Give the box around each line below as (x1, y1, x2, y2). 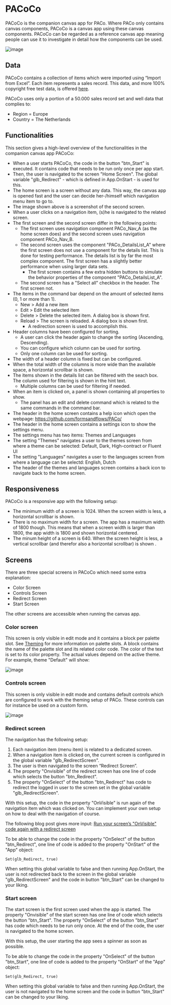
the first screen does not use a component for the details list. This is (20, 247, 164, 253)
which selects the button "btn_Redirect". (12, 774, 98, 780)
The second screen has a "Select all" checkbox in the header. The (20, 279, 160, 286)
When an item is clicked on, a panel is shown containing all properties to (12, 388, 165, 395)
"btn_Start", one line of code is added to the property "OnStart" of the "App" (5, 959, 166, 965)
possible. (5, 944, 25, 950)
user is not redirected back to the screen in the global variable (5, 871, 136, 878)
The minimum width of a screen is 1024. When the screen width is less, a (12, 508, 166, 514)
